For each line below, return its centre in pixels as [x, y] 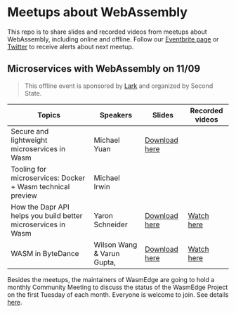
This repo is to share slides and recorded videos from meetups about [107, 32]
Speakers [116, 115]
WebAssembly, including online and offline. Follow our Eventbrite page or [113, 39]
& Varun [107, 253]
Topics [49, 115]
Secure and [30, 131]
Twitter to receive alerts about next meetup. [71, 46]
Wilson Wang [116, 245]
